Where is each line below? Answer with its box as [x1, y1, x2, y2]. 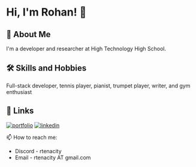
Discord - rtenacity [14, 147, 62, 154]
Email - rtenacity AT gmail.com [14, 154, 91, 161]
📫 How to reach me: [6, 133, 58, 141]
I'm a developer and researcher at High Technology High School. [6, 45, 167, 52]
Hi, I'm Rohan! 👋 [6, 5, 87, 19]
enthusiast [6, 88, 32, 95]
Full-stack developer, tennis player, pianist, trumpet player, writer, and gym [6, 82, 191, 89]
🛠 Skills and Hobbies [6, 63, 87, 74]
